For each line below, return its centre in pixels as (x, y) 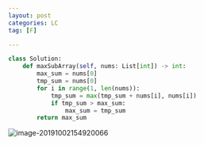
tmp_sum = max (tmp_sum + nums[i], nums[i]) (123, 96)
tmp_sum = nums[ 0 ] (67, 81)
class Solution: (35, 59)
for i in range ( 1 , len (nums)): (89, 88)
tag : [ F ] (23, 30)
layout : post (30, 15)
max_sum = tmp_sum (95, 111)
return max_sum (62, 118)
